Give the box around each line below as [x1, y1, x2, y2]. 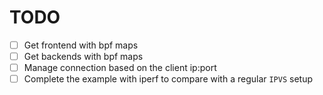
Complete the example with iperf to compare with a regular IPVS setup [23, 73, 314, 85]
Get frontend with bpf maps [23, 39, 139, 51]
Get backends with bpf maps [23, 51, 144, 62]
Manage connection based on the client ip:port [23, 62, 217, 74]
